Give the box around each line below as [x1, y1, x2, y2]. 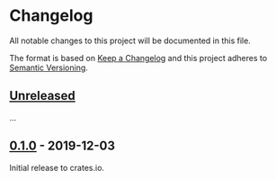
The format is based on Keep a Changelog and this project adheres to [9, 52, 268, 63]
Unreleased [9, 88, 76, 103]
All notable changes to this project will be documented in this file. [9, 35, 252, 46]
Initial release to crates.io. [9, 162, 105, 173]
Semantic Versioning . [9, 62, 88, 73]
